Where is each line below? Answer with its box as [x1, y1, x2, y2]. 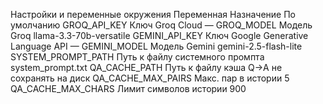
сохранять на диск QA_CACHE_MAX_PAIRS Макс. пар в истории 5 [10, 72, 290, 84]
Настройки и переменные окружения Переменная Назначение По [10, 9, 296, 20]
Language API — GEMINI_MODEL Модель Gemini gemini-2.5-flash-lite [10, 40, 303, 52]
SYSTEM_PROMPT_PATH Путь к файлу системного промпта [10, 51, 265, 63]
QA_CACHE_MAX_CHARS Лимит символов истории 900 [10, 83, 247, 94]
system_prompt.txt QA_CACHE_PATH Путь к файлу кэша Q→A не [10, 62, 283, 73]
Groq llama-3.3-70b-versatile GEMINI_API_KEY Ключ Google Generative [10, 30, 309, 41]
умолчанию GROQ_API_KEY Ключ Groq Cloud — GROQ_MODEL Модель [10, 19, 313, 31]
